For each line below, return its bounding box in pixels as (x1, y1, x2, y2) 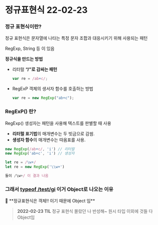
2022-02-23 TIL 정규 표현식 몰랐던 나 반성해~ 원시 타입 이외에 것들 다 (17, 208, 153, 214)
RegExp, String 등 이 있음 (5, 46, 55, 51)
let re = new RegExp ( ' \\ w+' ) (5, 165, 65, 170)
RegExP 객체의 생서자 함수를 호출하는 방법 (12, 86, 94, 92)
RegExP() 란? (5, 108, 37, 115)
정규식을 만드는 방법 (5, 56, 43, 62)
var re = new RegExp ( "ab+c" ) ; (12, 96, 75, 100)
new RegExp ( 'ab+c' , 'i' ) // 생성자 (5, 151, 75, 156)
